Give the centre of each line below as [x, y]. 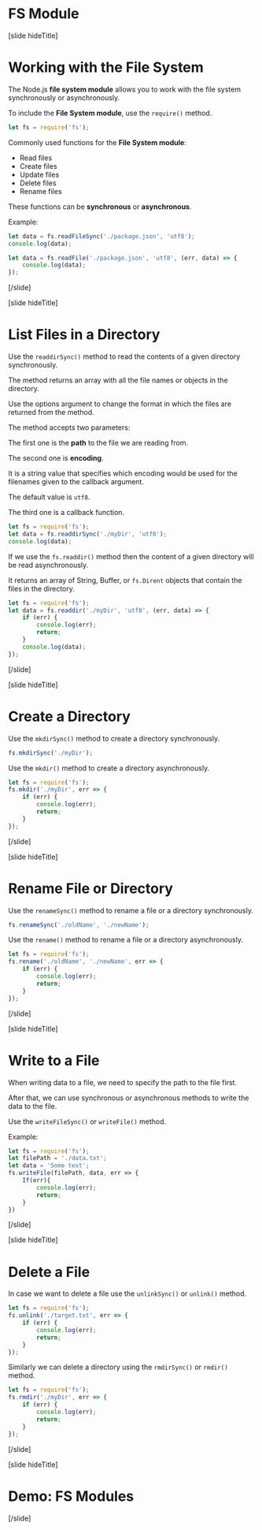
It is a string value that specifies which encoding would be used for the [123, 473]
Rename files [41, 191]
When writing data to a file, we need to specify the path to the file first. [123, 1082]
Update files [39, 174]
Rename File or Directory [90, 888]
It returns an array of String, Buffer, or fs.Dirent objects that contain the [125, 580]
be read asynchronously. [48, 565]
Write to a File [54, 1060]
